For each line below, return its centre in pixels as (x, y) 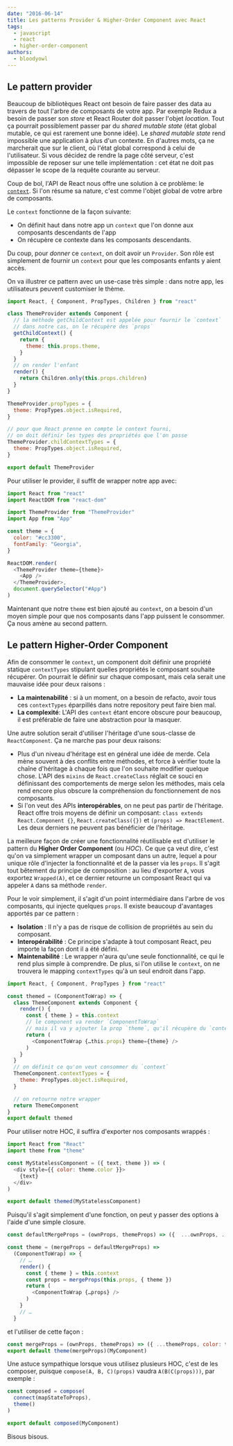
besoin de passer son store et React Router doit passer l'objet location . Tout (116, 118)
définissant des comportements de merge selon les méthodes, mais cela (121, 783)
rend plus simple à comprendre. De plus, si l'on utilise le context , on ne (119, 963)
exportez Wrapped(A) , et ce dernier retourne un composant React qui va (109, 877)
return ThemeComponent (46, 1105)
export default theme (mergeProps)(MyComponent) (77, 1351)
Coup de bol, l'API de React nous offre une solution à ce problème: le (106, 183)
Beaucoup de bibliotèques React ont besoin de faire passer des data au (109, 103)
